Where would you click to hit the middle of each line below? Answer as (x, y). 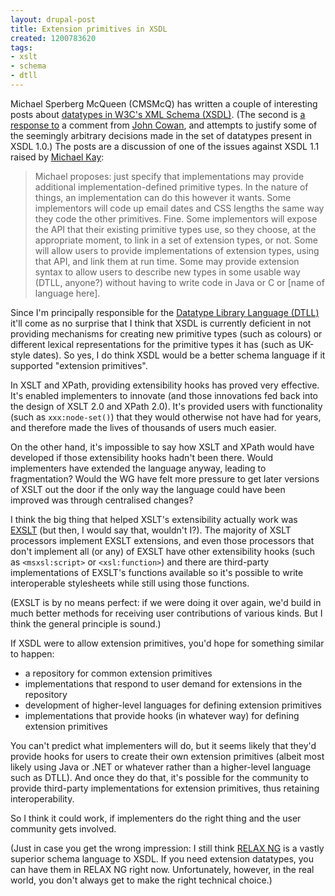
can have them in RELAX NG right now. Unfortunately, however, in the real (162, 869)
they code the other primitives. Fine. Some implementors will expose (176, 218)
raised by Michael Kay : (57, 157)
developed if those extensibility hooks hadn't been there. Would (142, 457)
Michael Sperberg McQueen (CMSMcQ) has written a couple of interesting (164, 103)
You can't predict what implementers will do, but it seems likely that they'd (163, 745)
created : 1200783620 (53, 38)
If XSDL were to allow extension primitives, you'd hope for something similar (167, 643)
